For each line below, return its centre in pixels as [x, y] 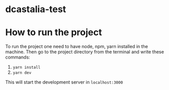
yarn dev [22, 73]
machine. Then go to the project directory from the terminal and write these [85, 52]
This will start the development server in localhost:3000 [64, 82]
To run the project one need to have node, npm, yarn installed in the [77, 47]
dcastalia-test [36, 9]
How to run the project [54, 33]
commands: [18, 57]
